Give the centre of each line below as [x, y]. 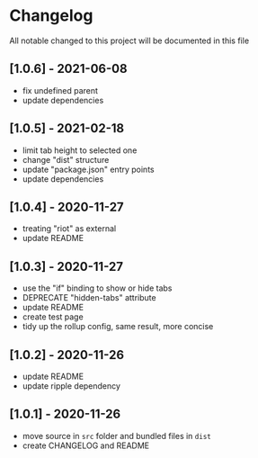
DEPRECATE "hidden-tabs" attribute [89, 298]
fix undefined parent [60, 90]
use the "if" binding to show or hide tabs [97, 288]
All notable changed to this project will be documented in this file [129, 40]
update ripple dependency [71, 386]
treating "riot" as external [69, 229]
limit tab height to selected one [80, 150]
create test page [53, 317]
